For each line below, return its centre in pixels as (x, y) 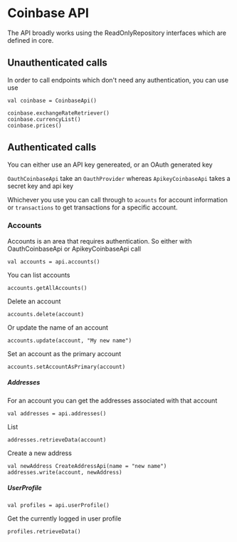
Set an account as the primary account (64, 353)
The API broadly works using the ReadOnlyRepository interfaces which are (117, 33)
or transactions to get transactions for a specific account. (93, 207)
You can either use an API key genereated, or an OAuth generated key (110, 165)
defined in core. (31, 40)
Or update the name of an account (58, 327)
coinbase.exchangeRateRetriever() (59, 113)
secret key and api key (40, 186)
